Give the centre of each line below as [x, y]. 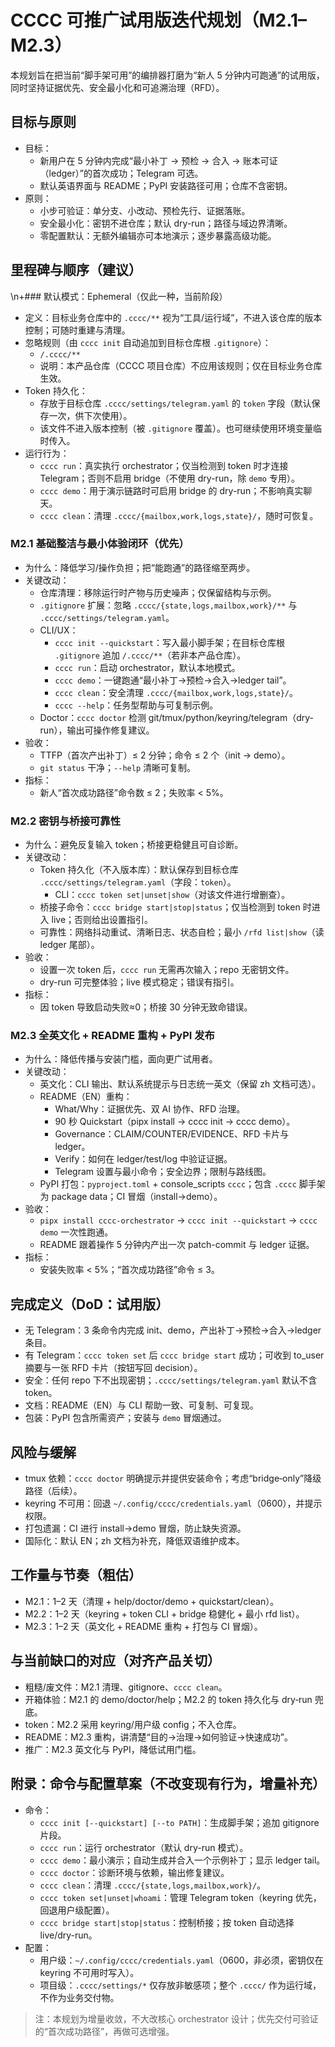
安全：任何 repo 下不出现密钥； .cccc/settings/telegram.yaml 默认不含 [171, 1380]
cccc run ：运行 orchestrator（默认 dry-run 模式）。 [144, 1847]
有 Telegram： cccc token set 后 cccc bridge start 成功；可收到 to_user [174, 1355]
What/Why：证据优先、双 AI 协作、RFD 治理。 [150, 1109]
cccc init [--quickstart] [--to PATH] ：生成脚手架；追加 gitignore [179, 1822]
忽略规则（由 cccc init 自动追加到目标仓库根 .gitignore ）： [148, 342]
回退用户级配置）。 [77, 1910]
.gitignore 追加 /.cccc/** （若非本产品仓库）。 [150, 655]
